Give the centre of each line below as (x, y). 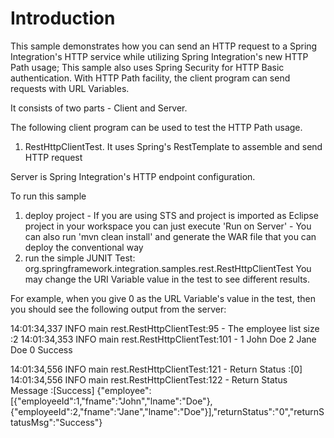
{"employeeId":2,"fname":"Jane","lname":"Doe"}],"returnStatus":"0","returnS (167, 411)
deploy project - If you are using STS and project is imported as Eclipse (171, 215)
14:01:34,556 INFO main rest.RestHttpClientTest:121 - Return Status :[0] (156, 369)
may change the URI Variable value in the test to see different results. (167, 279)
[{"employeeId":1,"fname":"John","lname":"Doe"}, (111, 401)
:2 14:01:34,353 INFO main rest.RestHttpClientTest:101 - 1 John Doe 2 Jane (163, 339)
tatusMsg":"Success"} (56, 422)
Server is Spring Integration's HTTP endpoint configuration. (133, 176)
